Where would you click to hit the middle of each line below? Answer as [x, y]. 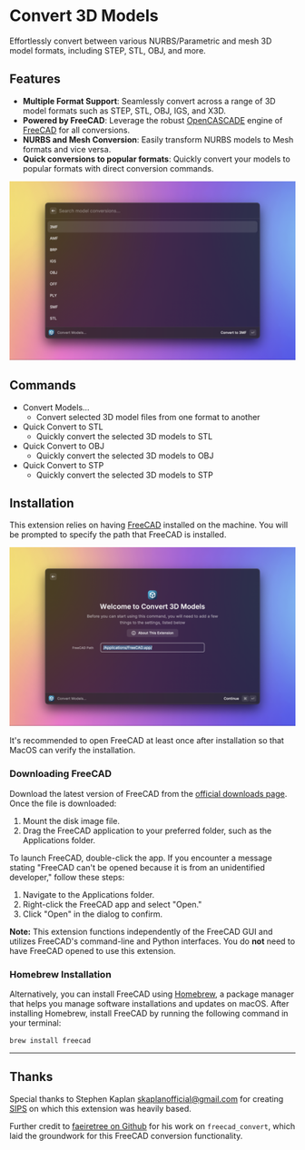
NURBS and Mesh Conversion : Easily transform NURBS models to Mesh [158, 139]
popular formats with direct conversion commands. [118, 168]
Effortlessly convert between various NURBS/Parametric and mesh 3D [141, 41]
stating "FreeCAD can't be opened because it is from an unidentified [138, 867]
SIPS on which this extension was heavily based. [101, 1108]
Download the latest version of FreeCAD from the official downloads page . [148, 793]
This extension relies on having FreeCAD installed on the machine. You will [149, 525]
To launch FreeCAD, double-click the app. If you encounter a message [141, 858]
